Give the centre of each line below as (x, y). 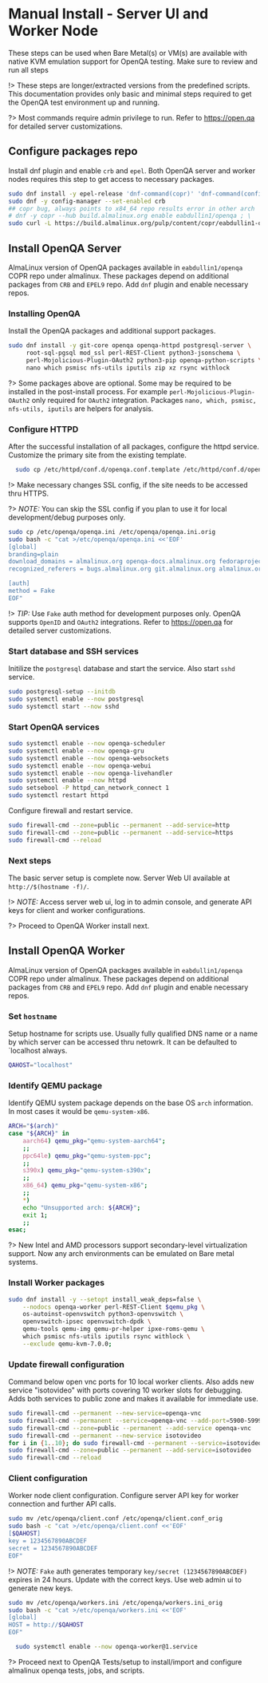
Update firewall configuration (67, 1364)
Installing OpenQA (45, 314)
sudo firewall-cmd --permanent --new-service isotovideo (105, 1436)
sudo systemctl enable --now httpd (67, 780)
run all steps (29, 69)
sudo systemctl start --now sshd (64, 706)
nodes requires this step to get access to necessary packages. (112, 179)
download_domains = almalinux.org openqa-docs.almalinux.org (112, 562)
